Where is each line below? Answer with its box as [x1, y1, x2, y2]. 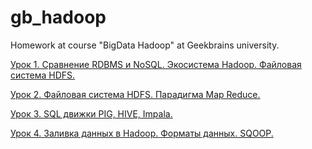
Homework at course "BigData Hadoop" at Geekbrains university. [10, 39, 280, 51]
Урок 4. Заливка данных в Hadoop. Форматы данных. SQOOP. [10, 127, 274, 139]
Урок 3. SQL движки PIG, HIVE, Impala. [10, 107, 173, 120]
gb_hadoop [10, 6, 107, 29]
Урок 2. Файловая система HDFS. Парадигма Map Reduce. [10, 88, 261, 100]
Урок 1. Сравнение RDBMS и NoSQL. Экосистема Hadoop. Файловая [10, 58, 302, 70]
